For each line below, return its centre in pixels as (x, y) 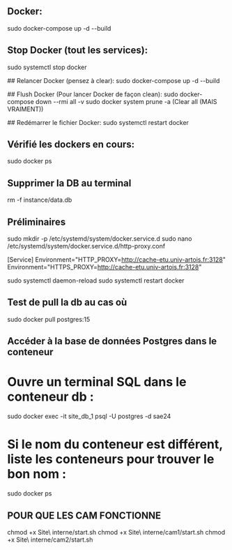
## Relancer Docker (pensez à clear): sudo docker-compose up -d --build (114, 80)
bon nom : (37, 474)
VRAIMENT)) (25, 109)
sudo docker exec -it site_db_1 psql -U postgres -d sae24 (89, 416)
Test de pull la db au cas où (67, 303)
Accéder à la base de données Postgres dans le (112, 341)
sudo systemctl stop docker (47, 67)
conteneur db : (51, 397)
